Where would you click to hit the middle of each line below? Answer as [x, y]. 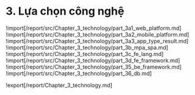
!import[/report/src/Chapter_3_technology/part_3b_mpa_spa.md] [87, 47]
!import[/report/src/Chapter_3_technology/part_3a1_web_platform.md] [94, 28]
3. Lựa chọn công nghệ [65, 11]
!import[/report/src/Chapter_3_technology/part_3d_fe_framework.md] [93, 60]
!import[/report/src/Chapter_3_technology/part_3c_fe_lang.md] [85, 54]
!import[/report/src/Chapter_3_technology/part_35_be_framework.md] [94, 67]
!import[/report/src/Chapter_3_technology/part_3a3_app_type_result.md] [97, 41]
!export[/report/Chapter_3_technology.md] [59, 85]
